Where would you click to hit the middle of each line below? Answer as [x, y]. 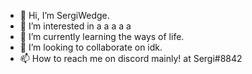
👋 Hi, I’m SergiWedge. [64, 15]
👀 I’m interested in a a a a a [75, 26]
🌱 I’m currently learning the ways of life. [102, 36]
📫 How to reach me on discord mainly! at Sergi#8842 [131, 58]
